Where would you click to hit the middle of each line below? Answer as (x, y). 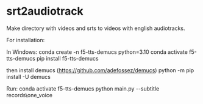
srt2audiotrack (45, 11)
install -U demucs (28, 76)
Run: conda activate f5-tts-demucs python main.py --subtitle (83, 88)
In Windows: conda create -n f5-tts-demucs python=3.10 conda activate (97, 52)
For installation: (26, 40)
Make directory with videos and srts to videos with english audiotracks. (96, 28)
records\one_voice (30, 95)
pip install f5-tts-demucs (67, 58)
